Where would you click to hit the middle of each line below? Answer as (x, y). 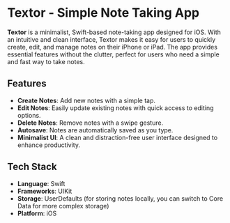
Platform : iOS (37, 213)
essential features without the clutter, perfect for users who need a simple (113, 54)
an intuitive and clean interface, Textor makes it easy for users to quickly (112, 39)
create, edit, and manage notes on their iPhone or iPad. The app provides (113, 47)
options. (29, 115)
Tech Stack (32, 167)
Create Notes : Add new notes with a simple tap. (86, 100)
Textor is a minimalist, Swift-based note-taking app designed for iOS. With (114, 32)
